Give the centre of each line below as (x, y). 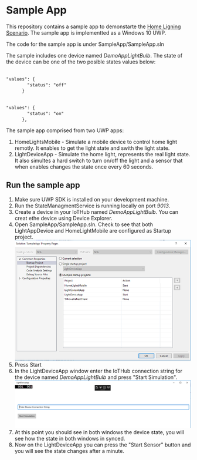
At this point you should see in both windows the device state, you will (99, 432)
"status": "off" (47, 85)
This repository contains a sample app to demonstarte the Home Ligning (94, 26)
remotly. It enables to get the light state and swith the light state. (92, 148)
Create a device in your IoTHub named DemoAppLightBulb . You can (96, 211)
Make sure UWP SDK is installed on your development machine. (91, 199)
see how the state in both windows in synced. (70, 439)
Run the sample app (43, 185)
